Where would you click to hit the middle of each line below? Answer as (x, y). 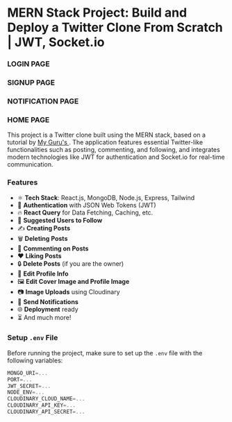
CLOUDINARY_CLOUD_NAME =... (46, 399)
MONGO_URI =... (28, 373)
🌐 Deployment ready (48, 309)
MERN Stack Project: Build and (97, 13)
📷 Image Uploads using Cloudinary (68, 292)
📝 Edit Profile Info (43, 273)
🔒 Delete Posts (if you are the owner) (71, 263)
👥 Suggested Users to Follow (60, 220)
